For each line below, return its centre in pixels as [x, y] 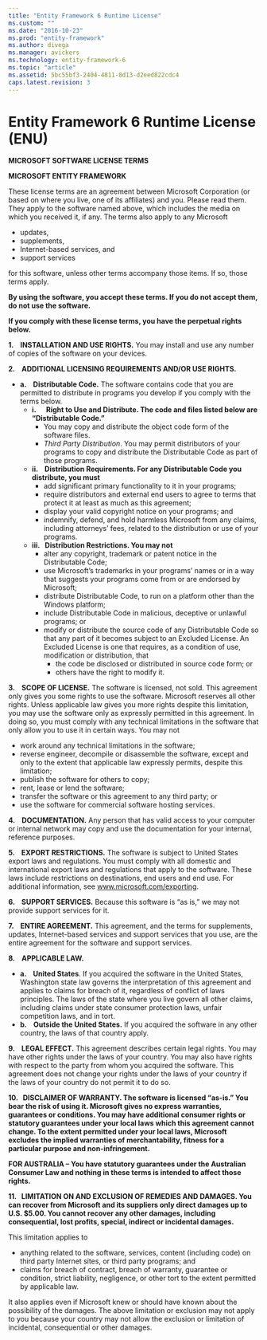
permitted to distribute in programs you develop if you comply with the [135, 393]
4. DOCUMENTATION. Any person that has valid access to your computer [132, 820]
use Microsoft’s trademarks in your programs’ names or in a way [149, 571]
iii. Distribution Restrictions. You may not [102, 545]
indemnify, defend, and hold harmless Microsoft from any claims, [150, 520]
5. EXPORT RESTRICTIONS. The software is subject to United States [123, 853]
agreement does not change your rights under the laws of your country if [128, 1074]
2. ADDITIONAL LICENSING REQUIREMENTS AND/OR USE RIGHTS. [122, 369]
